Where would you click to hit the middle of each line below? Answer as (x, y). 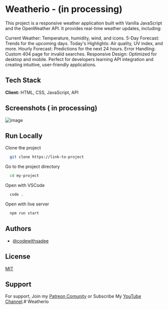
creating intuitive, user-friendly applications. (51, 64)
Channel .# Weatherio (27, 301)
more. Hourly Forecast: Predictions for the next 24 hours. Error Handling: (80, 48)
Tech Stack (23, 80)
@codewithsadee (31, 240)
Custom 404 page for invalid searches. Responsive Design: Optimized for (81, 54)
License (18, 257)
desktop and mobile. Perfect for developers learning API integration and (79, 59)
